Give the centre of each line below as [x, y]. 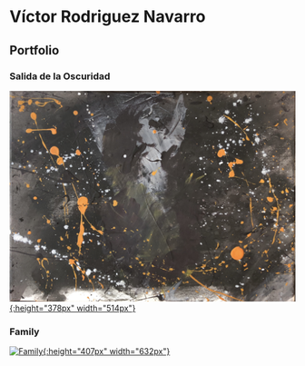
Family [25, 331]
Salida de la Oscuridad [60, 76]
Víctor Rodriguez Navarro [108, 17]
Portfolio [34, 50]
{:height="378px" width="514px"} [73, 308]
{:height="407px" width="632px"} [106, 351]
